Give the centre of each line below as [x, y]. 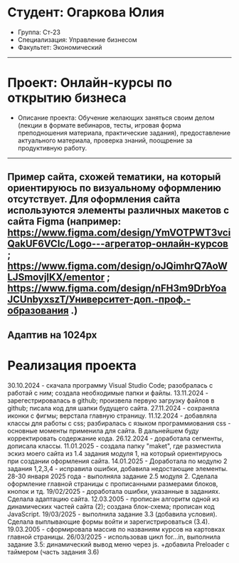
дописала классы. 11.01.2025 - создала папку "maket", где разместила [115, 445]
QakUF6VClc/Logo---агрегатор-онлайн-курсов [118, 244]
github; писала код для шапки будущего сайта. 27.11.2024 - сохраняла [113, 408]
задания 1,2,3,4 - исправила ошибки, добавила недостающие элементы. [118, 468]
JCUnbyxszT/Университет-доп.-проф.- [99, 300]
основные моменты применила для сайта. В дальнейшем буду [103, 430]
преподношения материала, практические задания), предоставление [124, 133]
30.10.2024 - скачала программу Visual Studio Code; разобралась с [110, 385]
